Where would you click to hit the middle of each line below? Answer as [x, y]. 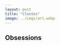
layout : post [18, 9]
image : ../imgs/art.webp [30, 18]
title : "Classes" [22, 14]
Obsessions [23, 38]
